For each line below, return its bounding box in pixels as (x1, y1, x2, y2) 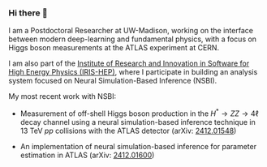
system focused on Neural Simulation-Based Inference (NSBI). (8, 76, 217, 86)
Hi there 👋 (8, 7, 49, 19)
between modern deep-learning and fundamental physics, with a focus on (8, 34, 257, 44)
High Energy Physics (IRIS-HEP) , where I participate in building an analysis (8, 67, 258, 77)
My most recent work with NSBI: (8, 92, 117, 101)
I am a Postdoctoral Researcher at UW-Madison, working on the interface (8, 26, 254, 36)
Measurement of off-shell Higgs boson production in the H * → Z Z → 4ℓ (19, 107, 259, 118)
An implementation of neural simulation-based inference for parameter (19, 141, 257, 151)
